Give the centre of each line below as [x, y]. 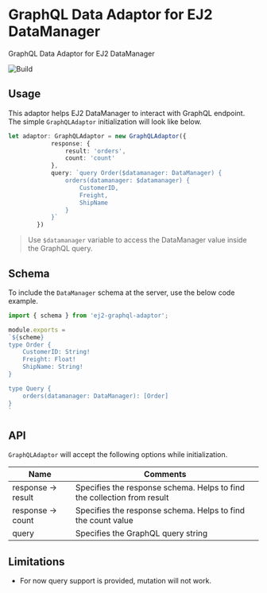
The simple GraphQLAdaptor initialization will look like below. [105, 122]
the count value [104, 521]
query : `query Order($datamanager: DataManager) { [136, 173]
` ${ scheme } [26, 337]
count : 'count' [90, 158]
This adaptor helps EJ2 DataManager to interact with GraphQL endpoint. [127, 113]
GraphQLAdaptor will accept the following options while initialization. [118, 455]
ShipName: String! [53, 367]
